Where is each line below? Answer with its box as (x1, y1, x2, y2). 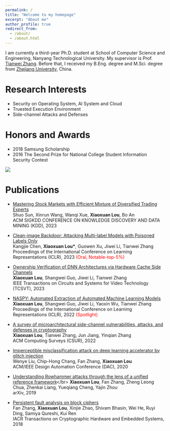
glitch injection (12, 353, 44, 359)
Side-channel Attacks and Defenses (12, 111, 88, 117)
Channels (12, 269, 33, 275)
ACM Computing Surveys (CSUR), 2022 (12, 337, 96, 344)
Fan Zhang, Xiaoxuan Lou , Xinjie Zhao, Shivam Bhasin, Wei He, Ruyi (12, 405, 156, 411)
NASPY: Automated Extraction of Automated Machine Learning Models (12, 295, 161, 301)
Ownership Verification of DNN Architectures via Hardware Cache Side (12, 264, 161, 270)
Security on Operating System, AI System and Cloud (12, 100, 122, 107)
